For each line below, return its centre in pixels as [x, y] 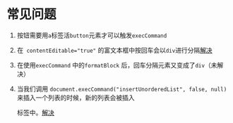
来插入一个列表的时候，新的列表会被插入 [76, 97]
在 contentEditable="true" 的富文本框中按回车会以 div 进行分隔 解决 [114, 50]
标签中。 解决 [35, 112]
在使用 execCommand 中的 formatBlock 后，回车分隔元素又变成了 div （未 [117, 65]
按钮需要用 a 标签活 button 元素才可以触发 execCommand [92, 35]
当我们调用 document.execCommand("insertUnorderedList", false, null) [122, 89]
